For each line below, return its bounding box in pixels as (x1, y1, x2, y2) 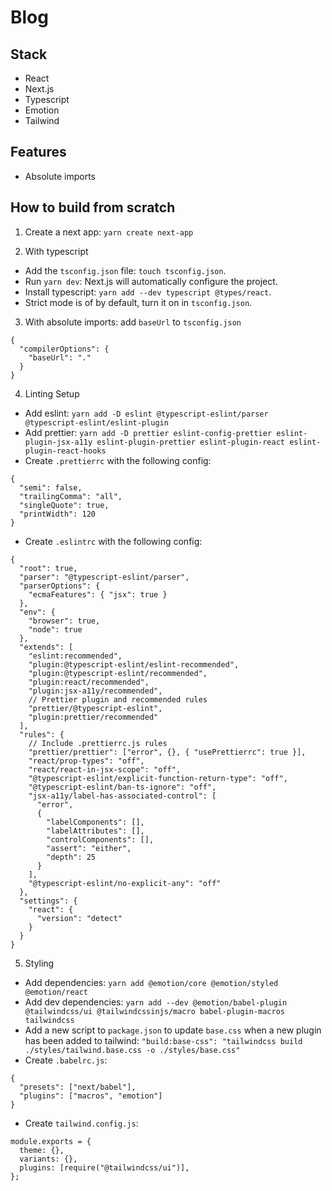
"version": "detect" (36, 913, 123, 923)
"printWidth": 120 (19, 509, 97, 519)
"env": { (19, 607, 56, 617)
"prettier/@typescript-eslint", (28, 703, 163, 713)
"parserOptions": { (19, 581, 101, 591)
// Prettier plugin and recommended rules (28, 694, 208, 705)
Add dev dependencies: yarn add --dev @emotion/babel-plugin (24, 996, 288, 1008)
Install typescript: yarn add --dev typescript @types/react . (24, 286, 272, 298)
